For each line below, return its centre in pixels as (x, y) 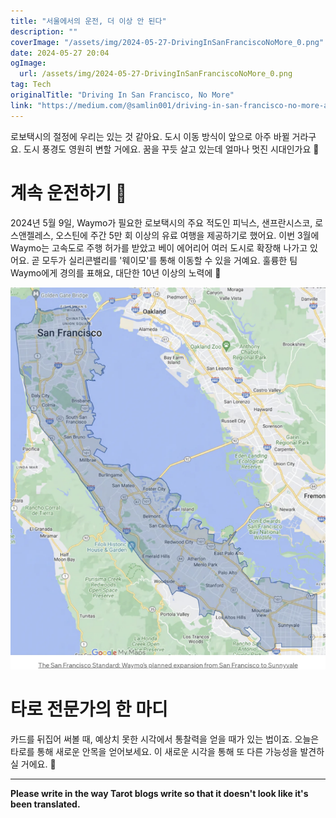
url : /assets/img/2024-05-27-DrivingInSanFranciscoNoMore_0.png (156, 74)
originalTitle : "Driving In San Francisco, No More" (122, 95)
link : (21, 105)
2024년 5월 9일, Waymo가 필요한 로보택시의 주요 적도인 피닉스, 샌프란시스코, (161, 222)
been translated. (45, 804)
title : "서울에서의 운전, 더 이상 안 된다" (88, 21)
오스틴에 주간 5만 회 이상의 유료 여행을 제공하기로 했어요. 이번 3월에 (187, 235)
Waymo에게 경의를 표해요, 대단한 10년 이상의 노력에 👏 (116, 272)
